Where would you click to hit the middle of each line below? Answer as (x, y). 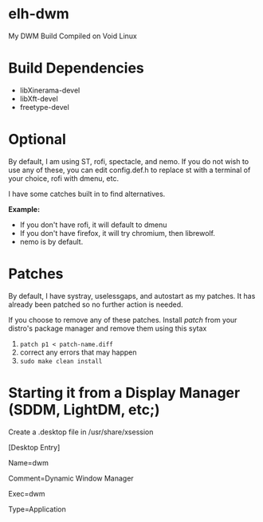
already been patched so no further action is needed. (96, 304)
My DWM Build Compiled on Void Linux (73, 36)
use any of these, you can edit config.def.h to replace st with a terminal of (130, 170)
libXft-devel (39, 98)
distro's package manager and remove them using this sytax (108, 328)
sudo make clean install (61, 361)
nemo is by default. (51, 241)
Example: (24, 209)
